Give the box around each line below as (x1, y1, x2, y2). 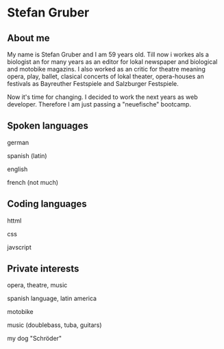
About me (7, 32, 50, 44)
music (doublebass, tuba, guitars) (7, 321, 102, 329)
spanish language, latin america (7, 294, 97, 303)
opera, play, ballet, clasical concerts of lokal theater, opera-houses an (7, 72, 204, 80)
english (7, 165, 28, 173)
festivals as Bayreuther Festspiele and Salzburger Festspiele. (7, 80, 179, 87)
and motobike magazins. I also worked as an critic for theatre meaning (7, 65, 206, 73)
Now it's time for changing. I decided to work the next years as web (7, 93, 199, 101)
